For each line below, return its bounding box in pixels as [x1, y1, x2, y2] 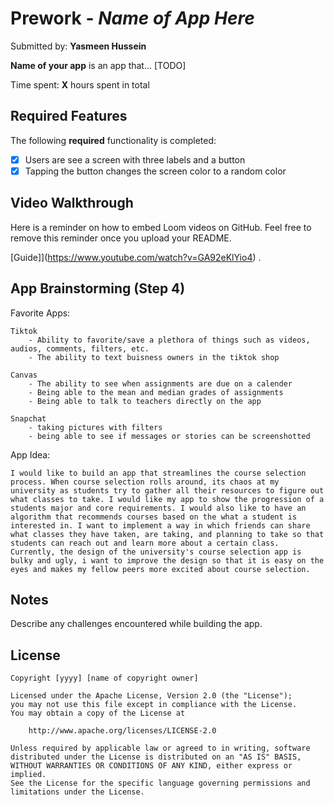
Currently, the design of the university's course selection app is [10, 547, 302, 557]
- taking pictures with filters [28, 422, 163, 432]
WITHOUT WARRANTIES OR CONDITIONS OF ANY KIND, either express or [10, 761, 293, 771]
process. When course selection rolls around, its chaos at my [10, 477, 280, 487]
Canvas [10, 370, 38, 380]
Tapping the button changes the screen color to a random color [24, 165, 287, 177]
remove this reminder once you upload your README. [10, 232, 232, 244]
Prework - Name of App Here [10, 7, 255, 30]
